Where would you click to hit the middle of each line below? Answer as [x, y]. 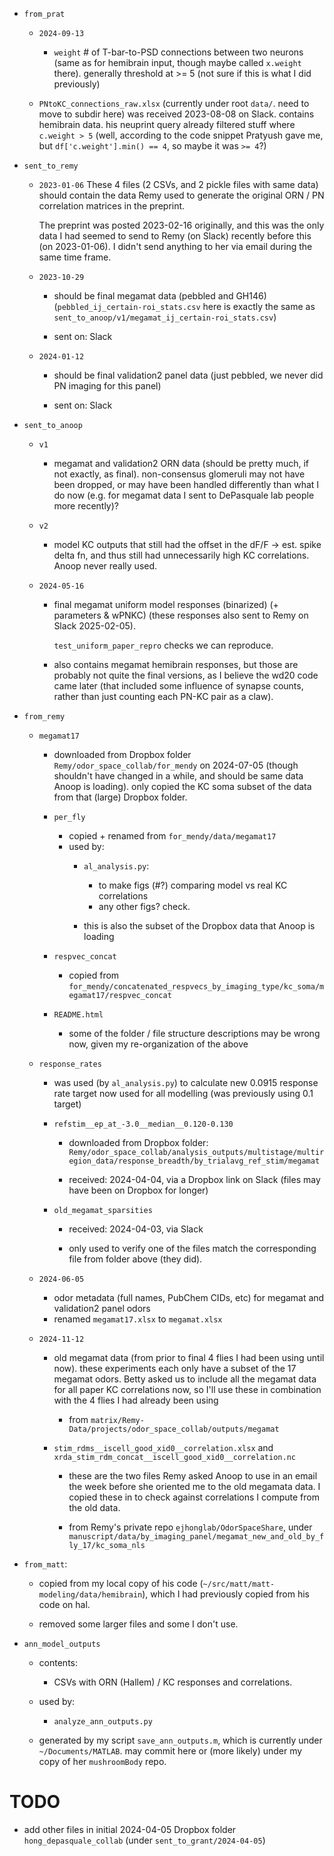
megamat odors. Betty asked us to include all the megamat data [185, 1379]
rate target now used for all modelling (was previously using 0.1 [183, 1093]
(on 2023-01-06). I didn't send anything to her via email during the [175, 246]
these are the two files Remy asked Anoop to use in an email [193, 1476]
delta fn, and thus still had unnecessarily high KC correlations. [181, 555]
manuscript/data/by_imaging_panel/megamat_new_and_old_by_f [196, 1537]
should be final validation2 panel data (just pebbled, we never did [188, 375]
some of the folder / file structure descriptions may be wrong [194, 1033]
